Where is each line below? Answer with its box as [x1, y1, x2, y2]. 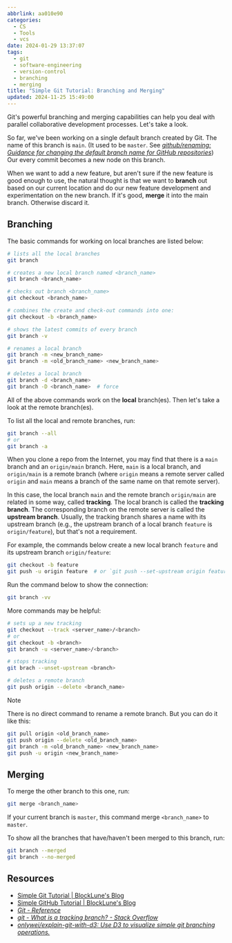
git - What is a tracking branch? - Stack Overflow [17, 913, 159, 922]
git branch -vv [7, 594, 51, 601]
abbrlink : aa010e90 [7, 10, 64, 17]
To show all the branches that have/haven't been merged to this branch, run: [7, 834, 225, 842]
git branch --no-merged [7, 854, 76, 861]
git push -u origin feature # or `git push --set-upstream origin [7, 568, 206, 575]
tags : [7, 49, 23, 56]
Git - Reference [17, 906, 61, 914]
